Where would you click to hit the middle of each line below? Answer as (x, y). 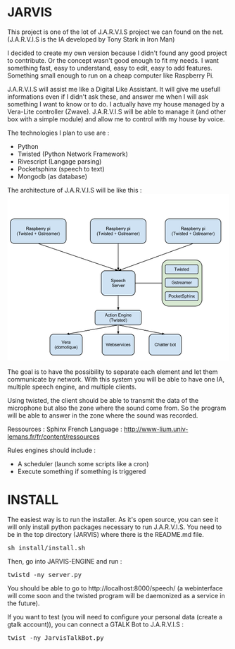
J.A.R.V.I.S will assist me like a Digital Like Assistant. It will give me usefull (114, 89)
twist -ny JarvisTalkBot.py (56, 638)
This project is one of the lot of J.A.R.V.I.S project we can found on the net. (115, 32)
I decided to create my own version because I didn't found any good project (117, 53)
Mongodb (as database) (52, 176)
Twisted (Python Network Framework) (73, 154)
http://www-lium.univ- (156, 429)
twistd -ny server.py (45, 575)
